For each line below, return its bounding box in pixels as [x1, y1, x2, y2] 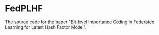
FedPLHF [5, 3, 43, 14]
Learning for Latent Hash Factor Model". [5, 24, 87, 30]
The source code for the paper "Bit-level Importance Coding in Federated [5, 19, 155, 25]
